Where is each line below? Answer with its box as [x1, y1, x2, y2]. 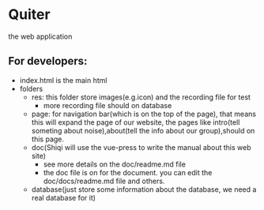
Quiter [8, 6, 51, 24]
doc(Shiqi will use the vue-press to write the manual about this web [31, 142, 251, 152]
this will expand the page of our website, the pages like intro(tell [31, 117, 240, 127]
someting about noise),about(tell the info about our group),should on [31, 126, 255, 135]
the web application [8, 32, 73, 41]
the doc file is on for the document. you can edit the [43, 167, 213, 177]
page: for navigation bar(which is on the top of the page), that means [31, 109, 257, 118]
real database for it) [31, 193, 96, 202]
